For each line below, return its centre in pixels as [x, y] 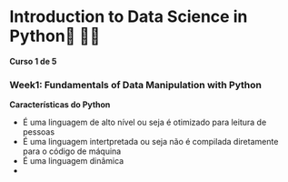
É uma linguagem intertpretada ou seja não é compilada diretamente [150, 142]
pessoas [39, 132]
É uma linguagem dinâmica [73, 161]
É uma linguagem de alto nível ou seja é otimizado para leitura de [144, 122]
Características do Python [60, 105]
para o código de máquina [72, 151]
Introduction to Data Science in [129, 17]
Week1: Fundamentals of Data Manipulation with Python [135, 85]
